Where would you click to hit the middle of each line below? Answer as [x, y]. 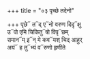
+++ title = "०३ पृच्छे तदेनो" [41, 11]
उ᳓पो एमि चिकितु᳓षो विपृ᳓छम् [38, 32]
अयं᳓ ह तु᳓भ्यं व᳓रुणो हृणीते [36, 47]
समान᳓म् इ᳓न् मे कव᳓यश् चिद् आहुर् [45, 40]
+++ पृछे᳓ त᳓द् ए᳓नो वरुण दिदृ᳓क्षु [44, 24]
